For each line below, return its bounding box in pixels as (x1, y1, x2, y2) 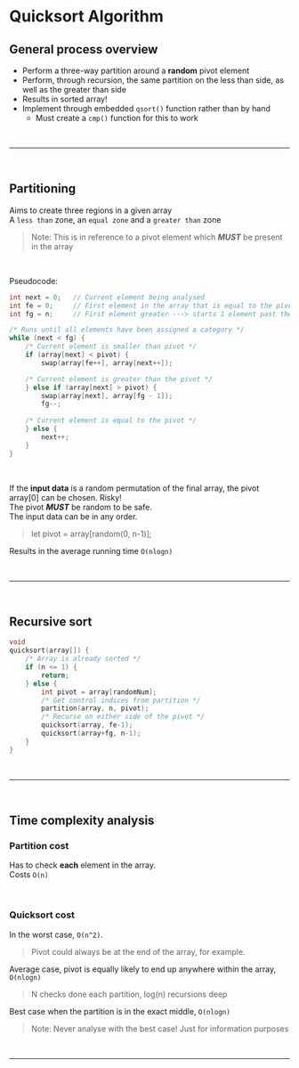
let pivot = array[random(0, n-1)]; (30, 528, 152, 539)
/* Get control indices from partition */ (41, 696, 201, 705)
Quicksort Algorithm (9, 6, 164, 27)
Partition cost (9, 839, 69, 852)
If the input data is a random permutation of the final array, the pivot (9, 483, 260, 493)
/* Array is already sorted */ (25, 655, 141, 664)
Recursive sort (9, 614, 93, 629)
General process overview (9, 42, 158, 57)
